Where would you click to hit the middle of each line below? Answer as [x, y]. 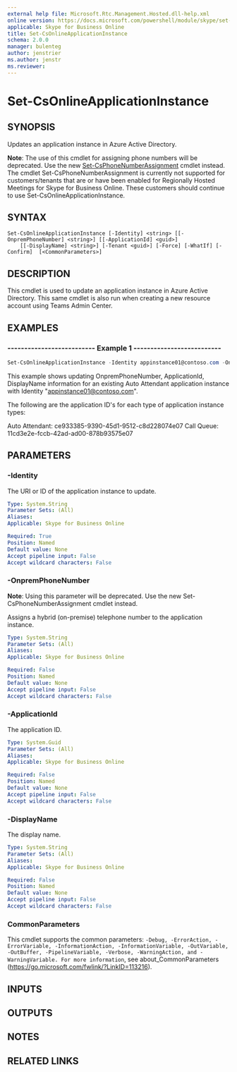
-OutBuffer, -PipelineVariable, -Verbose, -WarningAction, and [102, 953]
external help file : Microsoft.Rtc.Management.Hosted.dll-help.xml [109, 14]
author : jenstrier [34, 54]
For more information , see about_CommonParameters [140, 959]
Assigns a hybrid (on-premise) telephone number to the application [105, 617]
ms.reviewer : [26, 66]
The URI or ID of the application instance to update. [82, 491]
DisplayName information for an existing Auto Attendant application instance [118, 383]
